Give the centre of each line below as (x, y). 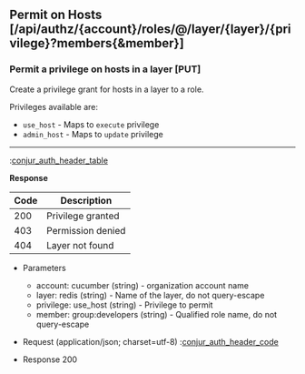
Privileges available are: (54, 106)
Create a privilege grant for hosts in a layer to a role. (107, 89)
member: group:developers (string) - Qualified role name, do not (157, 314)
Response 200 (50, 359)
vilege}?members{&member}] (97, 43)
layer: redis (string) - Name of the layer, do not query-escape (150, 295)
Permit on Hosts (56, 15)
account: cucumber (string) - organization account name (143, 285)
